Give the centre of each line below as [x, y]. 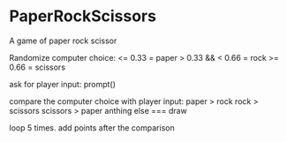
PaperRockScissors [83, 16]
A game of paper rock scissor [63, 41]
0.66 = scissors [38, 67]
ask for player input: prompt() [63, 84]
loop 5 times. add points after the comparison [92, 127]
